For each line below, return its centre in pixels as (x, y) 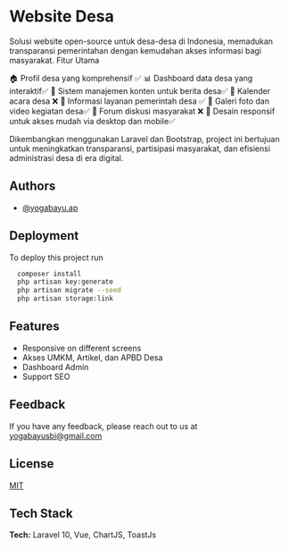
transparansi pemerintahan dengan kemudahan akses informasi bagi (135, 50)
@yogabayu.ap (50, 207)
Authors (33, 186)
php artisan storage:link (66, 299)
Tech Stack (41, 513)
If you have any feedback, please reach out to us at (103, 426)
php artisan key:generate (66, 282)
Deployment (44, 236)
